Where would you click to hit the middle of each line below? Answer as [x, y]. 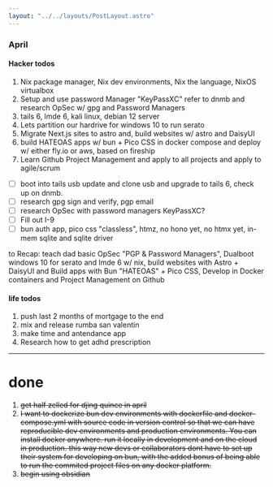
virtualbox [37, 90]
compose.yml [43, 422]
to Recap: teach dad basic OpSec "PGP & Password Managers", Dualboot [131, 254]
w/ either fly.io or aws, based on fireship [88, 150]
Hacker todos [32, 64]
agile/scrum [40, 168]
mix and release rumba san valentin [80, 325]
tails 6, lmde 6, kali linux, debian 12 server [90, 116]
